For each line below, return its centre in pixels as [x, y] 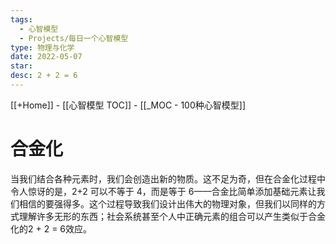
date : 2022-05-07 [46, 57]
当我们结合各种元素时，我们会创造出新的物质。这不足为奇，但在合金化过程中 [168, 178]
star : [21, 66]
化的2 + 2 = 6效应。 [51, 228]
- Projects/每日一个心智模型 [74, 38]
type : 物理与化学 [42, 47]
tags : [21, 19]
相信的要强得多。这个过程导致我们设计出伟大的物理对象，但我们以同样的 [167, 203]
